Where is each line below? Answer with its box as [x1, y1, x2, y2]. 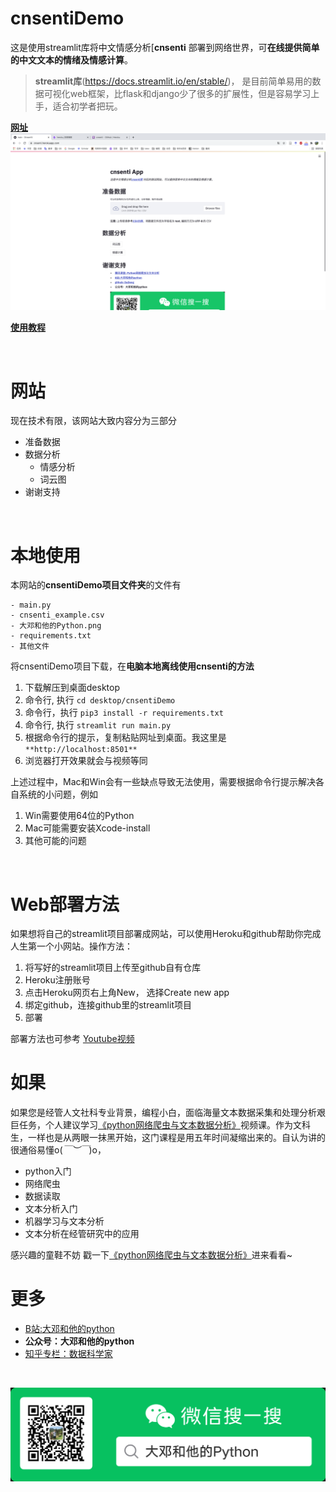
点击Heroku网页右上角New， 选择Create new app [24, 987, 230, 999]
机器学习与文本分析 [24, 1215, 105, 1227]
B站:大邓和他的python [24, 1323, 115, 1335]
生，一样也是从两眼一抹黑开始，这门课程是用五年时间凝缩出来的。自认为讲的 [10, 1132, 326, 1144]
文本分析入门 [24, 1203, 78, 1215]
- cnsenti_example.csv [10, 610, 105, 621]
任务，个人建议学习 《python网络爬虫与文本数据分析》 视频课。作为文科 [18, 1119, 311, 1131]
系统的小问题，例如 [18, 788, 98, 801]
